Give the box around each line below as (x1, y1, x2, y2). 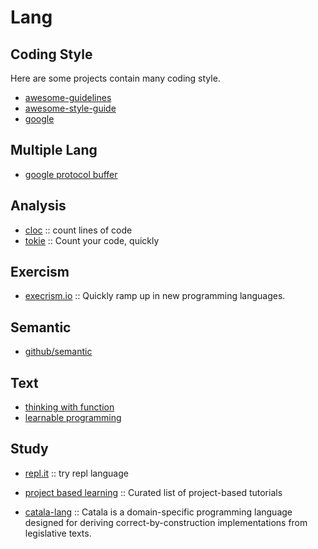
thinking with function (24, 401, 115, 413)
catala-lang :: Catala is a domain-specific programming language (24, 506, 293, 518)
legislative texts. (24, 527, 92, 539)
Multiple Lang (10, 142, 98, 159)
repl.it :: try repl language (24, 467, 129, 479)
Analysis (10, 197, 67, 215)
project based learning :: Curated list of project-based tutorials (24, 486, 283, 498)
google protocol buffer (24, 168, 118, 180)
